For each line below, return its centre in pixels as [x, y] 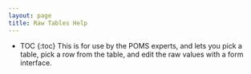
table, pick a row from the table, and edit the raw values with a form [132, 54]
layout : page [30, 16]
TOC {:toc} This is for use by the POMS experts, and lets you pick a [131, 45]
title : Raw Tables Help [48, 23]
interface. [36, 62]
